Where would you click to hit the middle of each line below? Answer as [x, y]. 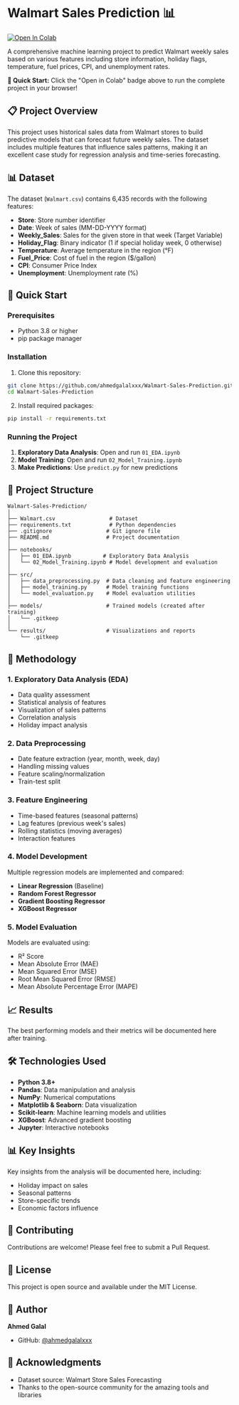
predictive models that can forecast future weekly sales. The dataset [108, 140]
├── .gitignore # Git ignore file [84, 531]
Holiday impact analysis [52, 725]
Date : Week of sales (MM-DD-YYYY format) [82, 227]
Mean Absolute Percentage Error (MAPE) [78, 986]
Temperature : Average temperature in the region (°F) [96, 250]
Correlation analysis [47, 717]
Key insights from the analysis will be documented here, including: [104, 1172]
